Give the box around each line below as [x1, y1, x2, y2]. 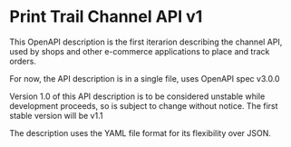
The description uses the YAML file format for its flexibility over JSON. [9, 127, 272, 138]
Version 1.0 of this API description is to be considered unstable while [9, 91, 266, 102]
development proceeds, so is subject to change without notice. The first [9, 100, 278, 111]
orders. [9, 55, 36, 66]
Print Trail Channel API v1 [9, 6, 203, 27]
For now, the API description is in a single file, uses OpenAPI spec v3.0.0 [9, 73, 280, 83]
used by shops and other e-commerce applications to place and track [9, 45, 270, 56]
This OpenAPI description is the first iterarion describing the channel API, [9, 36, 283, 47]
